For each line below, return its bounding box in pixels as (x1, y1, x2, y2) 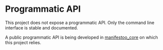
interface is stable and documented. (5, 25, 79, 30)
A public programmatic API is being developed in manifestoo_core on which (5, 34, 158, 40)
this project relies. (5, 39, 42, 45)
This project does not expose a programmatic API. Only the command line (5, 20, 155, 25)
